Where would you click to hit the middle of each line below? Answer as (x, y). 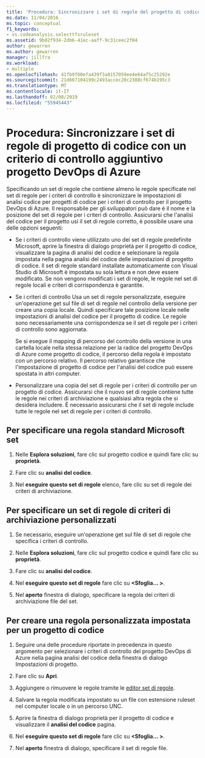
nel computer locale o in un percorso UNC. (69, 706)
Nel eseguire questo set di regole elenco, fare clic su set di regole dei (103, 485)
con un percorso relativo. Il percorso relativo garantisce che (90, 360)
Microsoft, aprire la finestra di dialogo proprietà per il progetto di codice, (106, 246)
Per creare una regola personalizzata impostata (99, 620)
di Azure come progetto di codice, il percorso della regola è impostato (103, 354)
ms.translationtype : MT (37, 86)
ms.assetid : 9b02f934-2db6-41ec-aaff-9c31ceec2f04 (72, 40)
